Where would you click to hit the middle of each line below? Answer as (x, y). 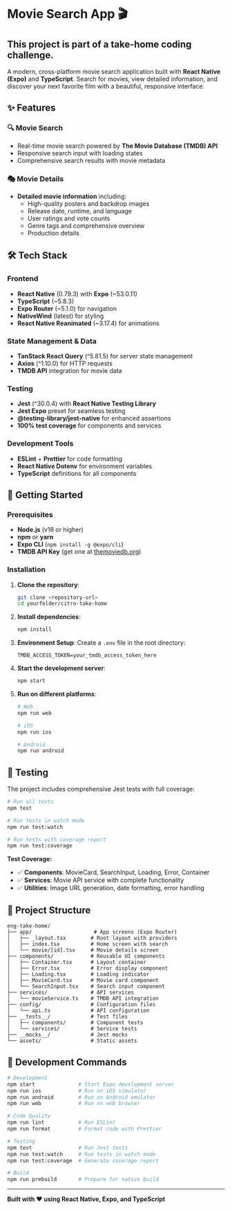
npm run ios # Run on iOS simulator (77, 1091)
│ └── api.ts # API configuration (78, 1011)
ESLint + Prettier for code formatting (70, 459)
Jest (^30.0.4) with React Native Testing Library (87, 404)
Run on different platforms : (57, 694)
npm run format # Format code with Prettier (85, 1129)
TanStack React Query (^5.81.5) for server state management (105, 356)
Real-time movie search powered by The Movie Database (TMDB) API (117, 146)
